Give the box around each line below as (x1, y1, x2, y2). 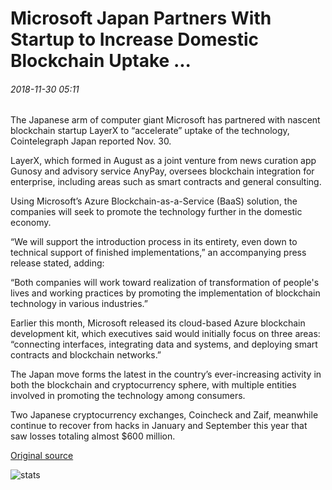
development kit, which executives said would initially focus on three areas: (10, 328, 321, 340)
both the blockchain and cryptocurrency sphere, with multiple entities (10, 379, 297, 391)
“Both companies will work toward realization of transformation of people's (10, 277, 320, 289)
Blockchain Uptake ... (10, 50, 192, 72)
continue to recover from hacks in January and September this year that (10, 420, 308, 432)
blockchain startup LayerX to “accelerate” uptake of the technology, (10, 125, 290, 137)
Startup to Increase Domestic (10, 28, 259, 51)
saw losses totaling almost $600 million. (10, 430, 176, 442)
